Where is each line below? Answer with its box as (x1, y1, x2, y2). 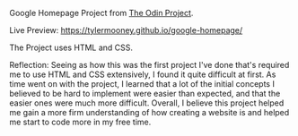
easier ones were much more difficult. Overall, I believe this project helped (9, 98, 285, 108)
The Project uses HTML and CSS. (9, 42, 133, 53)
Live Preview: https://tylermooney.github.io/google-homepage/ (9, 25, 243, 35)
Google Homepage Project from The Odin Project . (9, 8, 194, 18)
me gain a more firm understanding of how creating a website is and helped (9, 107, 290, 117)
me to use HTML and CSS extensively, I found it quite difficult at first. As (9, 69, 276, 80)
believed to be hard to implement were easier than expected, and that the (9, 89, 281, 98)
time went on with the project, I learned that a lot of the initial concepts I (9, 79, 276, 89)
